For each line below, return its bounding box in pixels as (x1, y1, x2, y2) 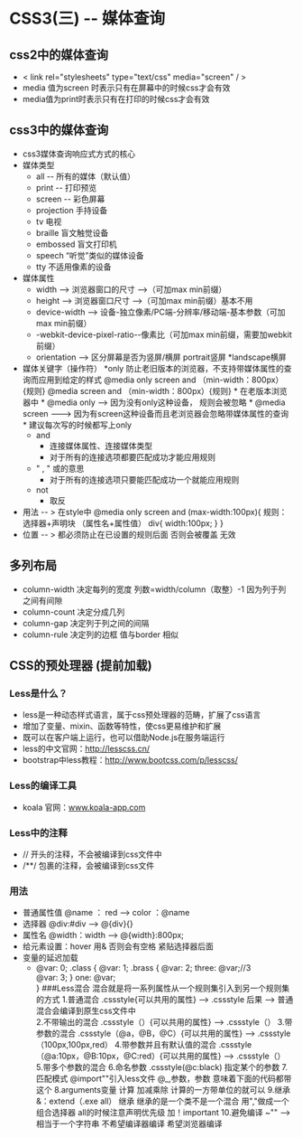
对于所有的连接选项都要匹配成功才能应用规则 (49, 451, 216, 462)
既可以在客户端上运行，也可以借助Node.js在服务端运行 (22, 732, 225, 743)
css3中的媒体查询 (9, 123, 109, 138)
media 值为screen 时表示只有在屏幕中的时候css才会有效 (22, 82, 231, 93)
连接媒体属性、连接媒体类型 (49, 440, 153, 451)
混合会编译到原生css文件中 (35, 1005, 137, 1017)
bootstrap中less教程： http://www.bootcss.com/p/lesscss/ (22, 755, 239, 766)
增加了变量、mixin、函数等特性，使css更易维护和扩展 (22, 720, 222, 732)
